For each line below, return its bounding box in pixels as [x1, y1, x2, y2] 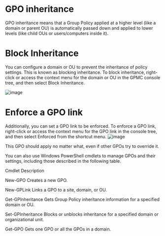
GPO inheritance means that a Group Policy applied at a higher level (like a [5, 20, 156, 26]
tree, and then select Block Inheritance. [5, 80, 85, 86]
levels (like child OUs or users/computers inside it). [5, 30, 109, 36]
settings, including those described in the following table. [5, 158, 122, 164]
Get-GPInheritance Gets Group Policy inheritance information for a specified [5, 196, 160, 202]
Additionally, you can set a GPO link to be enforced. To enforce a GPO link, [5, 123, 157, 129]
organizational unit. [5, 216, 44, 222]
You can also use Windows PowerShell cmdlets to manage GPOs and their [5, 152, 156, 159]
